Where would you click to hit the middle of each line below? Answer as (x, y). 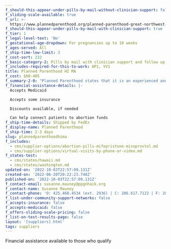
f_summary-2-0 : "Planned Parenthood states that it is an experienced (82, 81)
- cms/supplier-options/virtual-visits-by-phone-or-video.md (76, 151)
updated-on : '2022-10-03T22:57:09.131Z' (49, 170)
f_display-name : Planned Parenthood (44, 128)
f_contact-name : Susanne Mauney (39, 189)
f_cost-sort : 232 (24, 57)
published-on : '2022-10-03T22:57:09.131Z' (51, 179)
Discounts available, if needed (44, 109)
